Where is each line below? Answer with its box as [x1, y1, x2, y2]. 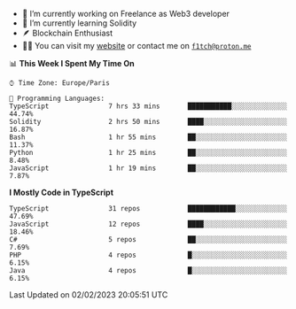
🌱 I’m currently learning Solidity [21, 18, 137, 28]
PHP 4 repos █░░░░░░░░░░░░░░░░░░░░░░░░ [9, 251, 288, 259]
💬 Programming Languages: [9, 94, 105, 103]
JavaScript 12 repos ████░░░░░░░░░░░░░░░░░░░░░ [9, 220, 288, 228]
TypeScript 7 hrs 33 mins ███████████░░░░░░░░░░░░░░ [9, 102, 288, 111]
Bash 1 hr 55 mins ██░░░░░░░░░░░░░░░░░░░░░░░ [9, 133, 288, 142]
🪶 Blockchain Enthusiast [21, 27, 113, 38]
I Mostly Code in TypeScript [9, 187, 113, 197]
